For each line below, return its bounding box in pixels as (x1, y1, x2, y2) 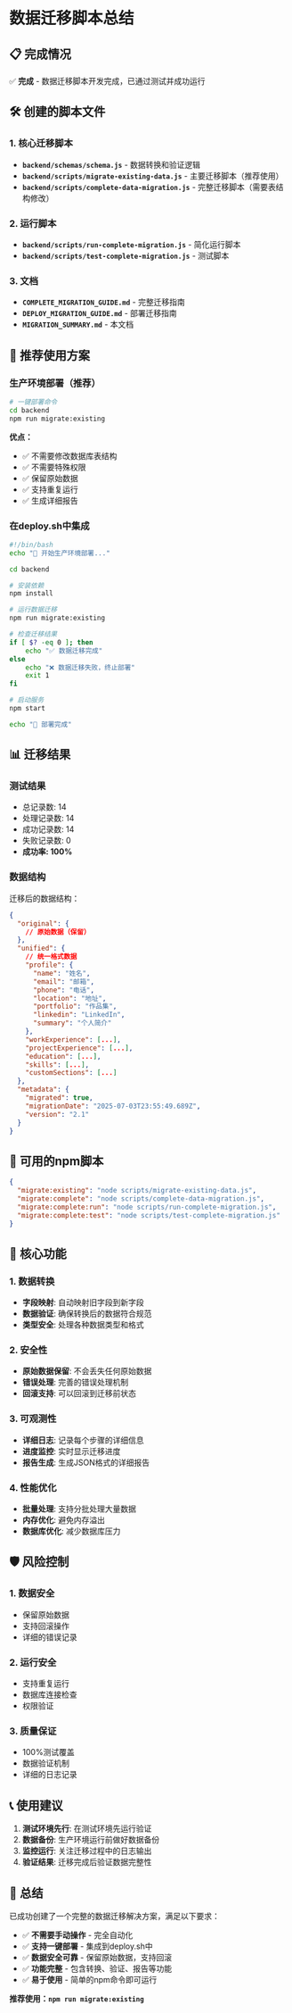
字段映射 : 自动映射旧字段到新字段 (21, 1297, 144, 1308)
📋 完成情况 (9, 46, 72, 62)
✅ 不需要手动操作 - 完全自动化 (21, 1929, 134, 1940)
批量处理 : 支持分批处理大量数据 (21, 1503, 136, 1514)
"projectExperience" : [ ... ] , (25, 1044, 134, 1052)
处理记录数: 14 (21, 813, 75, 824)
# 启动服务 (9, 695, 45, 705)
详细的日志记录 (21, 1769, 77, 1780)
